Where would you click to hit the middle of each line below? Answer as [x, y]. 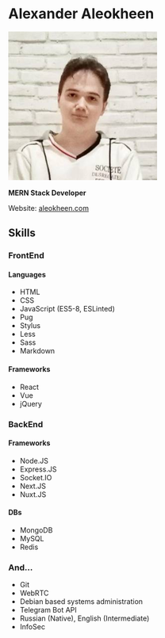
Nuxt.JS [33, 494]
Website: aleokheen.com [49, 208]
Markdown [37, 351]
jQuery [31, 403]
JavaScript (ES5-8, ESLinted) [67, 309]
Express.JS [38, 469]
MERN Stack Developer [47, 193]
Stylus [30, 326]
